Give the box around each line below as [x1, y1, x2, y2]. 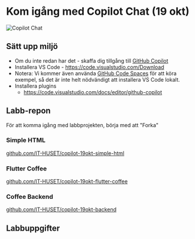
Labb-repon [6, 106, 51, 116]
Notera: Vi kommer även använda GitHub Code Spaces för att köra [14, 70, 177, 77]
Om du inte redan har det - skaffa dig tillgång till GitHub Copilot [14, 57, 168, 64]
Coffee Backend [6, 193, 53, 201]
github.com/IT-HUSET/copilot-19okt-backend [6, 206, 117, 213]
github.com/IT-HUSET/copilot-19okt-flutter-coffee [6, 178, 128, 185]
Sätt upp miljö [6, 41, 58, 51]
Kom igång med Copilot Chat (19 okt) [6, 5, 190, 18]
